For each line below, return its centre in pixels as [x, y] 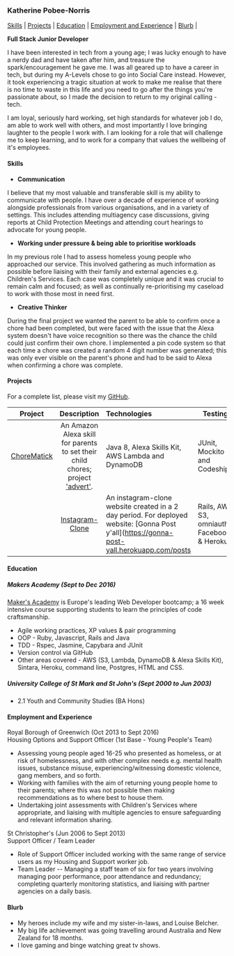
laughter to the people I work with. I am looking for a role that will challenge [115, 133]
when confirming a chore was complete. [65, 365]
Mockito [211, 452]
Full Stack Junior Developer [48, 39]
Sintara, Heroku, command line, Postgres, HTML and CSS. [101, 668]
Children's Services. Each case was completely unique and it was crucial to [116, 279]
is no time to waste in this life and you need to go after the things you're [110, 90]
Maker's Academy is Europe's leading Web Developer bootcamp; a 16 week [116, 602]
